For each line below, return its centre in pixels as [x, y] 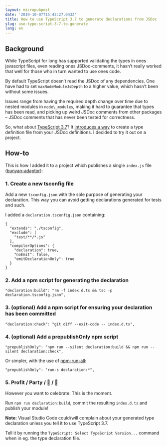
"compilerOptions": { [32, 246]
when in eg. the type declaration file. [43, 438]
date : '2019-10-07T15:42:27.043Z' [41, 14]
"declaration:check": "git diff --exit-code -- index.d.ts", [70, 324]
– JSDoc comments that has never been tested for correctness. [70, 117]
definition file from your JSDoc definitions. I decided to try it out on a [76, 132]
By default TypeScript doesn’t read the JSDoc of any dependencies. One [80, 81]
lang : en [14, 28]
